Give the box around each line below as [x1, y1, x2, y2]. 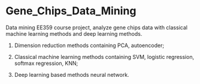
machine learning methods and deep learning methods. [5, 30, 143, 37]
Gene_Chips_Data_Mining [5, 4, 137, 18]
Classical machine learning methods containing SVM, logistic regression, [14, 53, 195, 60]
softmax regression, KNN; [14, 60, 78, 67]
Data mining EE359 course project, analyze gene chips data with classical [5, 24, 188, 31]
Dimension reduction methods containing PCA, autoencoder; [14, 42, 165, 49]
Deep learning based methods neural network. [14, 71, 129, 78]
